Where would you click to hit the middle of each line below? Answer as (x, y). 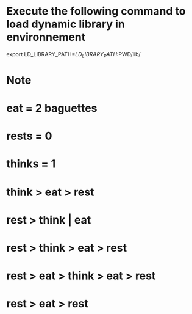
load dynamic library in (66, 24)
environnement (46, 37)
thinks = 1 (31, 164)
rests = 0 (29, 136)
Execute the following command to (96, 11)
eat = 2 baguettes (52, 108)
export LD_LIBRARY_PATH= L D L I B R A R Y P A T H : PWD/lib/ (74, 55)
